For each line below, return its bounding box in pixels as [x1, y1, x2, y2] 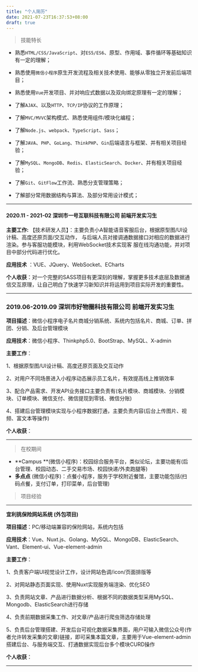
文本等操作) [21, 414, 50, 421]
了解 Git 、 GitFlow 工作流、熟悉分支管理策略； [14, 179, 124, 186]
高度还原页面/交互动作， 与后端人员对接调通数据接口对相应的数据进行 [21, 233, 190, 241]
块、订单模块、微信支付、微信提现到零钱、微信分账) [6, 394, 133, 402]
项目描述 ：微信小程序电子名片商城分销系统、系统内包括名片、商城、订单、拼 [6, 317, 192, 324]
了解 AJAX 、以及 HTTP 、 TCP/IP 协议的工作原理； [14, 102, 125, 109]
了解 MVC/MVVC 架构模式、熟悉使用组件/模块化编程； [14, 114, 137, 121]
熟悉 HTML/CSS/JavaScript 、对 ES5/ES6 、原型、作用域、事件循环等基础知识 [14, 49, 192, 56]
